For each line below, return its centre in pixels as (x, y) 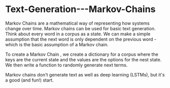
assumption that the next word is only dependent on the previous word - (81, 39)
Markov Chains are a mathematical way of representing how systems (77, 23)
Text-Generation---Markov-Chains (80, 9)
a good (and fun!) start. (30, 80)
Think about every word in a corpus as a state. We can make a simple (78, 34)
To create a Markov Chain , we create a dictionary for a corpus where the (82, 54)
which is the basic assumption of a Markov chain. (57, 44)
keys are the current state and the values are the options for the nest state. (83, 59)
